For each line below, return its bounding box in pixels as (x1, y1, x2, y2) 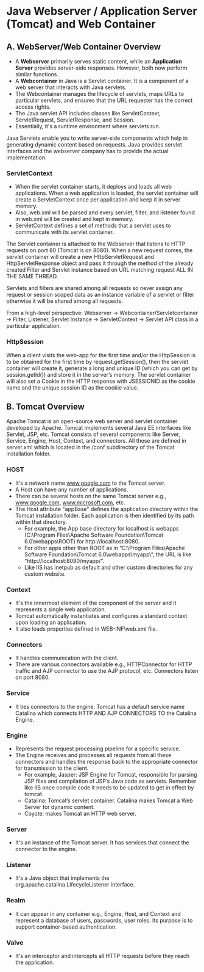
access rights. (15, 103, 51, 111)
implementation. (6, 154, 47, 161)
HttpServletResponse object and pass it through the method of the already (6, 259, 194, 267)
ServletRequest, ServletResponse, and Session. (15, 116, 135, 123)
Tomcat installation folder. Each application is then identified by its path (15, 512, 194, 519)
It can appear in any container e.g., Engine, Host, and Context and (15, 910, 181, 917)
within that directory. (15, 518, 68, 526)
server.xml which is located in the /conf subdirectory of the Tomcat (6, 444, 175, 451)
